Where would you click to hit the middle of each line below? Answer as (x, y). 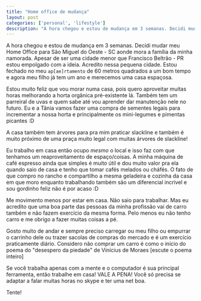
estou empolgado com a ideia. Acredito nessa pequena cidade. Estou (92, 65)
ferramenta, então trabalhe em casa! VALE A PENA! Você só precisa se (94, 275)
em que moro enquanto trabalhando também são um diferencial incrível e (97, 182)
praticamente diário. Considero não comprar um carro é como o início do (96, 244)
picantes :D (20, 121)
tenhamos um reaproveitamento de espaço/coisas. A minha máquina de (95, 157)
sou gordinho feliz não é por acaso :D (52, 189)
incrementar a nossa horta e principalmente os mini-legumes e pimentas (96, 115)
